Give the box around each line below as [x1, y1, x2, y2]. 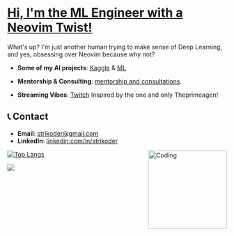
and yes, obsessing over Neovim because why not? [7, 50, 155, 58]
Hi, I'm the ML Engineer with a [7, 5, 183, 21]
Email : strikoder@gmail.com [17, 129, 99, 137]
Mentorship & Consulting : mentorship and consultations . [17, 77, 182, 85]
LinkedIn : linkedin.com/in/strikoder [17, 136, 118, 145]
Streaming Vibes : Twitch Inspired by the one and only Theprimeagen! [17, 91, 219, 99]
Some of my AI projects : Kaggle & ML [17, 63, 127, 72]
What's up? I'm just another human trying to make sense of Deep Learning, [7, 42, 223, 51]
